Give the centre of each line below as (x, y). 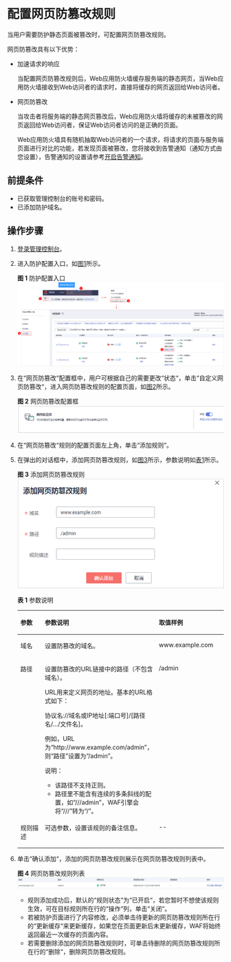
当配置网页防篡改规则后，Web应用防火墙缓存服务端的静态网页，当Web (117, 78)
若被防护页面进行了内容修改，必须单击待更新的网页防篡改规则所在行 (124, 917)
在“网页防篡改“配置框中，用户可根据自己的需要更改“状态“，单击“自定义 (117, 378)
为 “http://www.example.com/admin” (96, 747)
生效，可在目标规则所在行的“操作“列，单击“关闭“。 (99, 908)
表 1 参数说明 (35, 600)
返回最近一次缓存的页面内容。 (69, 934)
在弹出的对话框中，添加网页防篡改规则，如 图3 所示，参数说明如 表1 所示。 (120, 460)
